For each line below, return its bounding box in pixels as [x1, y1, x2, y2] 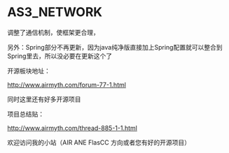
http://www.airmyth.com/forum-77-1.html [7, 80, 126, 89]
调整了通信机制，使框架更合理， [7, 28, 99, 36]
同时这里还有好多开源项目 [7, 95, 81, 103]
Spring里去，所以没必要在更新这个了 [7, 52, 113, 60]
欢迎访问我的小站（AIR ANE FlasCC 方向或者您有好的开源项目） [7, 138, 191, 147]
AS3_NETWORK [7, 4, 103, 20]
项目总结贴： [7, 110, 44, 118]
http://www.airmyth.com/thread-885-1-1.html [7, 124, 138, 132]
